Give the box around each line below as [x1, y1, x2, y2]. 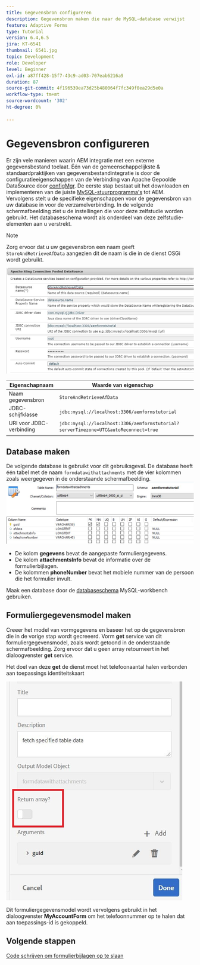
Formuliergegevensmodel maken [6, 610, 132, 620]
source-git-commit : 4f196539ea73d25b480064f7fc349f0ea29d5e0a [6, 85, 164, 91]
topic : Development [6, 54, 55, 60]
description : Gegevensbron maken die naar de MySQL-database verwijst [6, 16, 185, 22]
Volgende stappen [6, 936, 76, 946]
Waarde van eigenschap [92, 381, 154, 388]
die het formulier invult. [14, 575, 72, 582]
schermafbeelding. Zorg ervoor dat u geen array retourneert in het [6, 645, 170, 652]
